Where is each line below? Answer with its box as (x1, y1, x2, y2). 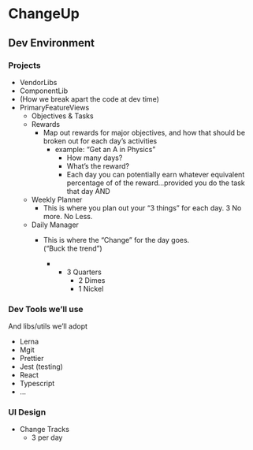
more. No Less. (43, 211, 93, 221)
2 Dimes (78, 275, 106, 285)
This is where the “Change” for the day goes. (43, 235, 190, 244)
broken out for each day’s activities (43, 136, 158, 146)
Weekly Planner (31, 195, 83, 204)
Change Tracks (19, 425, 69, 434)
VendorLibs (19, 77, 58, 87)
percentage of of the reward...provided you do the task (66, 178, 246, 188)
